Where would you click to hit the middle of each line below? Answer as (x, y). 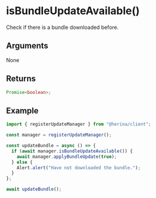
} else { (22, 162)
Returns (21, 79)
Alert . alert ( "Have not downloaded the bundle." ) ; (79, 168)
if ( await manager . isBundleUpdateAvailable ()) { (72, 151)
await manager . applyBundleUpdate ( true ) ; (67, 157)
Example (22, 111)
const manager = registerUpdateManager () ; (59, 135)
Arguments (27, 46)
